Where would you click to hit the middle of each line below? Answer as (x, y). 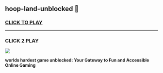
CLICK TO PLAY (24, 23)
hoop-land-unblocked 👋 (42, 9)
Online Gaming (20, 65)
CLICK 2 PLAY (22, 40)
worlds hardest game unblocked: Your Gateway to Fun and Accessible (77, 60)
